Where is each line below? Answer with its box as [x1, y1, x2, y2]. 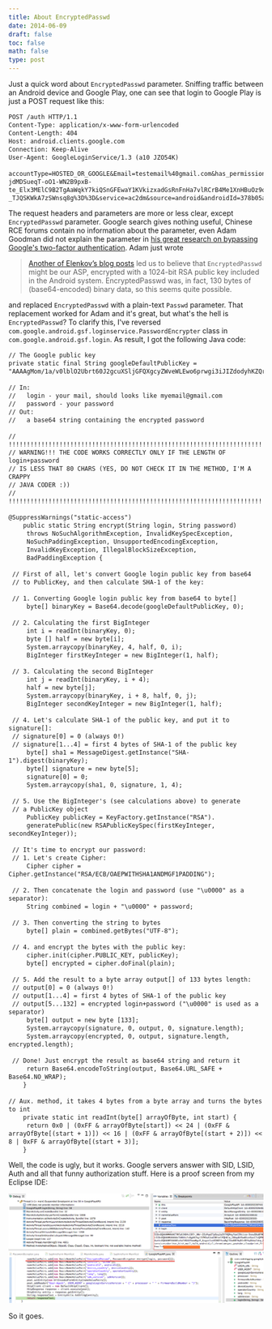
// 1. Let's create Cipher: [11, 854, 107, 862]
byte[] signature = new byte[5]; [26, 765, 139, 773]
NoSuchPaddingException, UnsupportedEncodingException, [26, 538, 219, 546]
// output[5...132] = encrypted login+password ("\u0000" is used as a [11, 1000, 259, 1008]
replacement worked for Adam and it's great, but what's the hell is [8, 309, 229, 318]
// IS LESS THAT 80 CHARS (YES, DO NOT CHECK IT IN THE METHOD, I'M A [8, 465, 252, 473]
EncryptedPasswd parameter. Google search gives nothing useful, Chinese [8, 217, 253, 226]
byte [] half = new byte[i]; [26, 635, 125, 643]
